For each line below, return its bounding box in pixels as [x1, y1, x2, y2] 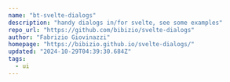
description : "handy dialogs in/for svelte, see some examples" [8, 19, 223, 27]
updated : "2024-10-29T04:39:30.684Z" [8, 48, 132, 55]
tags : [8, 55, 26, 63]
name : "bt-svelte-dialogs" [8, 11, 97, 20]
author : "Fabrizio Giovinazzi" [8, 33, 111, 41]
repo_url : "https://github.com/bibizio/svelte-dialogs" [8, 26, 195, 34]
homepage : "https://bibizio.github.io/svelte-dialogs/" [8, 41, 195, 48]
